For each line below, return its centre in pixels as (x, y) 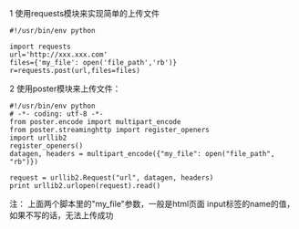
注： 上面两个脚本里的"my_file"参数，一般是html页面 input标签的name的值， (152, 204)
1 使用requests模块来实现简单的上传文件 (85, 13)
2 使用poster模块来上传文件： (65, 88)
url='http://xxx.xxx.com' (58, 55)
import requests (40, 47)
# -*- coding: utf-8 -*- (57, 114)
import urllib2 (38, 138)
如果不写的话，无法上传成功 (62, 215)
